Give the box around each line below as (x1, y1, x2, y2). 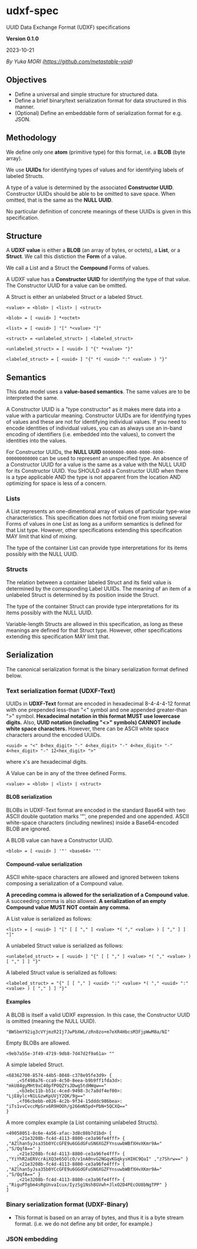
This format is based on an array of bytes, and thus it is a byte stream (14, 1214, 184, 1221)
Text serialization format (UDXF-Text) (6, 687, 116, 695)
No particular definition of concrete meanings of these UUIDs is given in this (6, 207, 192, 215)
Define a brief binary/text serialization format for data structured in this (14, 97, 187, 104)
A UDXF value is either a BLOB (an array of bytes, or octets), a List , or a (6, 246, 180, 254)
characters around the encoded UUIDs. (6, 731, 101, 738)
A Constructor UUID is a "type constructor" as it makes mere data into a (6, 406, 181, 413)
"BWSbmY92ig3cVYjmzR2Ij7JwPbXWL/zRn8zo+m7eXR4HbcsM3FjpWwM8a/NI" (6, 1029, 170, 1035)
